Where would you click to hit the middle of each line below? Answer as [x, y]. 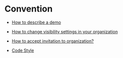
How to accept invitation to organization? [53, 41]
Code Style [23, 50]
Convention [29, 9]
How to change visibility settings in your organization [65, 31]
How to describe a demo [36, 22]
